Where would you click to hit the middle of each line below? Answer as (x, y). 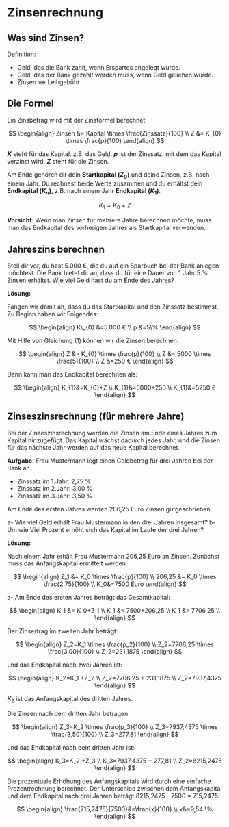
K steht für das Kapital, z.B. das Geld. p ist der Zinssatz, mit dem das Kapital (114, 154)
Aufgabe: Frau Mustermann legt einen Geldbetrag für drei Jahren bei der (110, 461)
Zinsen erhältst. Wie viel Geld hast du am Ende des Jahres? (91, 280)
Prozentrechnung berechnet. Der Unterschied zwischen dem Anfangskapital (114, 788)
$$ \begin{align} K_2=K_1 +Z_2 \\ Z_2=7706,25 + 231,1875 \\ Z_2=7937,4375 (115, 678)
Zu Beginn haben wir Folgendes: (53, 314)
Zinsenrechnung (55, 13)
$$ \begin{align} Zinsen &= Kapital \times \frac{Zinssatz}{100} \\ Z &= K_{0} (115, 133)
